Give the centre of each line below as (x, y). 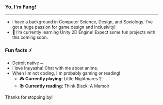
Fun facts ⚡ (19, 51)
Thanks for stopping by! (29, 97)
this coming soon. (30, 37)
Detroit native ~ (28, 63)
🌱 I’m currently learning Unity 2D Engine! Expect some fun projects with (84, 32)
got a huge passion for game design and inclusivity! (64, 27)
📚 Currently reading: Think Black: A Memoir (64, 86)
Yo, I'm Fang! (21, 7)
